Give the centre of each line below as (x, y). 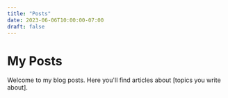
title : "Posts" (29, 14)
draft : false (26, 26)
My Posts (35, 61)
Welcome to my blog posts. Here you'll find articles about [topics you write (114, 80)
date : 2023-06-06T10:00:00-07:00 (56, 20)
